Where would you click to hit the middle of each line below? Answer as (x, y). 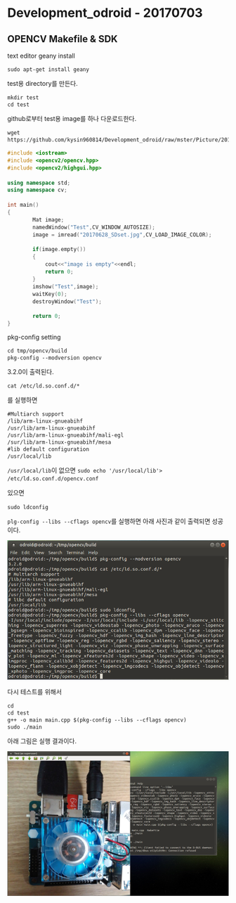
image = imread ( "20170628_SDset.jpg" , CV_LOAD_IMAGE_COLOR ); (122, 235)
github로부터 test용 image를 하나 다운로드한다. (72, 119)
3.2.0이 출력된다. (31, 372)
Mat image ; (48, 219)
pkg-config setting (34, 337)
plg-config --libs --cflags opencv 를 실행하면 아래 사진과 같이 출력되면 (109, 521)
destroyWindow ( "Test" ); (67, 301)
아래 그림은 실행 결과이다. (42, 741)
